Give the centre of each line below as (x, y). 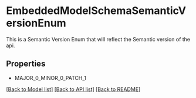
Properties (26, 64)
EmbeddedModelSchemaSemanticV (96, 11)
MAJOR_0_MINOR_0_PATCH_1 (50, 78)
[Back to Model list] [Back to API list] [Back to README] (73, 89)
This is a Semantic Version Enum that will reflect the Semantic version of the (98, 39)
